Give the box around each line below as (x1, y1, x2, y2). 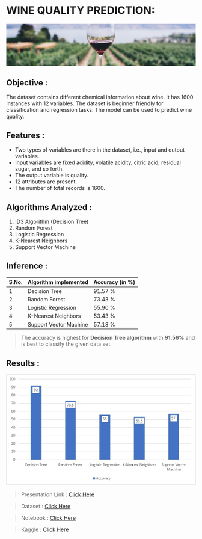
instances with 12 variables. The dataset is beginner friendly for (6, 100, 164, 107)
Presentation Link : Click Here (20, 491, 95, 498)
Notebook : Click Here (20, 514, 76, 521)
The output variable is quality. (14, 172, 89, 179)
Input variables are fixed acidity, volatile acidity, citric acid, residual (14, 159, 182, 166)
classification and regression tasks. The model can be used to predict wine (6, 106, 192, 114)
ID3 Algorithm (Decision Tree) (14, 218, 89, 226)
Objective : (6, 78, 48, 88)
